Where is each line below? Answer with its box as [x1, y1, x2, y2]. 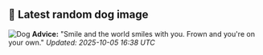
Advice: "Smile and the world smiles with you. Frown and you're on [31, 29, 256, 38]
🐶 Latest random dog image [8, 8, 149, 22]
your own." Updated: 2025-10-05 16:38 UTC [8, 37, 155, 47]
